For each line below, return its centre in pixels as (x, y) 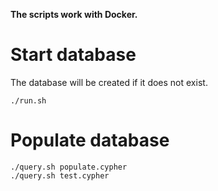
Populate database (90, 140)
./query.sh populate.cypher (69, 167)
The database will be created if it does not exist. (109, 82)
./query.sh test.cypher (60, 175)
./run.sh (28, 100)
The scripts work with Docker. (74, 14)
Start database (73, 55)
